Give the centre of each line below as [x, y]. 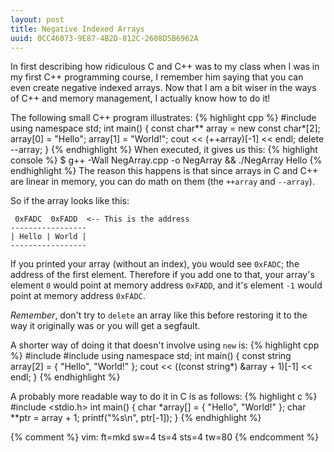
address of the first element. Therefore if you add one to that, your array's [162, 275]
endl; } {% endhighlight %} [65, 377]
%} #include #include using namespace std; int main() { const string [151, 356]
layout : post [37, 19]
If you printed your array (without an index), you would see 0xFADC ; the [155, 264]
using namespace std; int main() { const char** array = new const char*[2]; [165, 128]
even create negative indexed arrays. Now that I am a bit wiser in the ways [163, 88]
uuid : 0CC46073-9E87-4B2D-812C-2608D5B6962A [104, 38]
